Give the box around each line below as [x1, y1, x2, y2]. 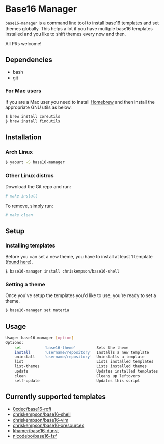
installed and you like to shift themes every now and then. [5, 31, 126, 37]
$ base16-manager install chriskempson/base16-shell [5, 269, 120, 274]
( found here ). [5, 259, 33, 265]
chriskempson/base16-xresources [12, 422, 85, 428]
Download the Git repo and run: [5, 183, 71, 189]
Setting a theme [5, 281, 46, 288]
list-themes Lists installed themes [14, 364, 147, 369]
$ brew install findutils [5, 118, 60, 124]
